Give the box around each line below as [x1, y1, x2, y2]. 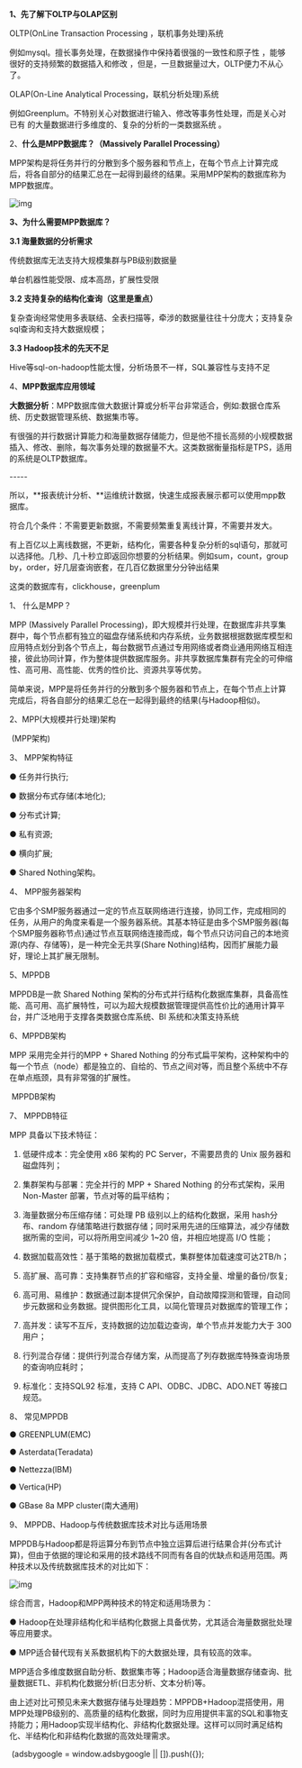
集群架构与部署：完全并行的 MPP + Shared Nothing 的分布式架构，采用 [22, 1180, 286, 1189]
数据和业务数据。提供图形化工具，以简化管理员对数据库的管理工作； [38, 1301, 290, 1311]
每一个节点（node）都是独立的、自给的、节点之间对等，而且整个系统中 [9, 1061, 272, 1071]
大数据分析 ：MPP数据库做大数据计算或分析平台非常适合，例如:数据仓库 [9, 400, 273, 411]
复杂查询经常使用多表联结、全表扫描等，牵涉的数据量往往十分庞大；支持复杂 [9, 313, 293, 323]
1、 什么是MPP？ [9, 600, 72, 611]
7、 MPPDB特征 [9, 1110, 68, 1121]
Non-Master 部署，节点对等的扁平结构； [22, 1190, 173, 1201]
